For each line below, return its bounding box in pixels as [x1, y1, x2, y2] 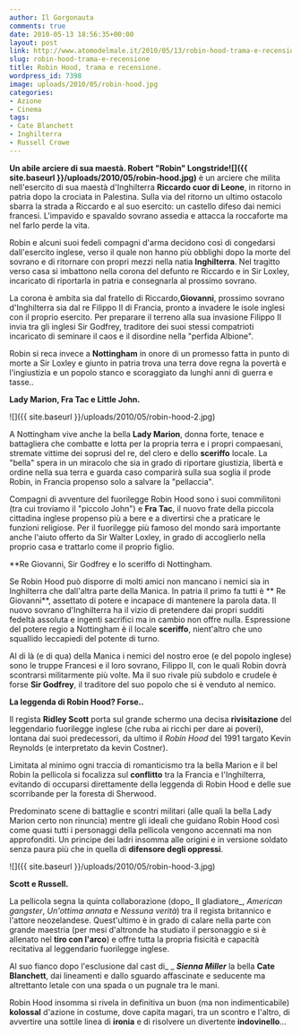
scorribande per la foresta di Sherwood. [9, 788, 157, 798]
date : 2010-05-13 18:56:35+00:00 [9, 30, 134, 39]
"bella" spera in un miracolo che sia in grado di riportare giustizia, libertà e [9, 457, 284, 468]
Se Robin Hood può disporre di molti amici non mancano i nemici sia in [9, 575, 271, 587]
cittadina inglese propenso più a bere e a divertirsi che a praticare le [9, 513, 261, 523]
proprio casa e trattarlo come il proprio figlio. [9, 541, 175, 552]
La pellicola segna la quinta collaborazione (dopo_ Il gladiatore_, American [9, 895, 283, 906]
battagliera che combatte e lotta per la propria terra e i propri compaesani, [9, 438, 284, 449]
